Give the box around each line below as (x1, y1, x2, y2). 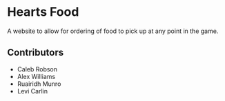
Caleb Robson (17, 65, 57, 73)
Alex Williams (17, 72, 56, 80)
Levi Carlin (17, 87, 48, 95)
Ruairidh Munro (17, 80, 61, 88)
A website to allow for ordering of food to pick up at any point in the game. (7, 27, 219, 35)
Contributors (7, 47, 64, 58)
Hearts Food (7, 4, 79, 20)
